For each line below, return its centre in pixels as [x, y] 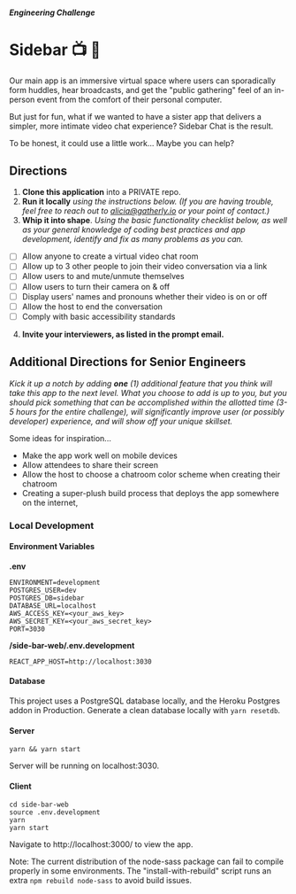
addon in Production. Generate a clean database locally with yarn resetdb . [145, 710]
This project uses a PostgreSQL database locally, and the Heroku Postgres [145, 701]
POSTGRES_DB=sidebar [47, 598]
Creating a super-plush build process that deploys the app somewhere [151, 493]
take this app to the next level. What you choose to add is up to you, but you [148, 393]
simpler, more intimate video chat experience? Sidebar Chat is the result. [141, 126]
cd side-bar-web [39, 805]
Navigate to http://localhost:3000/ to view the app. [101, 844]
